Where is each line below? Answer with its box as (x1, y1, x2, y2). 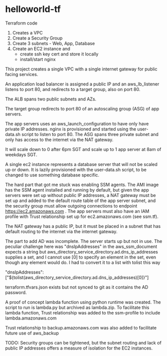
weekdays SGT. (5, 151, 37, 157)
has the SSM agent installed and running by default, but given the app (5, 186, 149, 193)
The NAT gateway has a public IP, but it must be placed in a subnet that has (5, 223, 161, 229)
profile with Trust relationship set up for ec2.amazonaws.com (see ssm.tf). (5, 213, 158, 219)
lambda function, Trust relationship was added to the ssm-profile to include (5, 309, 160, 315)
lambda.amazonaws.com (5, 315, 57, 321)
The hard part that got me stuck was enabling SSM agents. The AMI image (5, 181, 159, 187)
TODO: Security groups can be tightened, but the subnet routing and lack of (5, 339, 161, 345)
